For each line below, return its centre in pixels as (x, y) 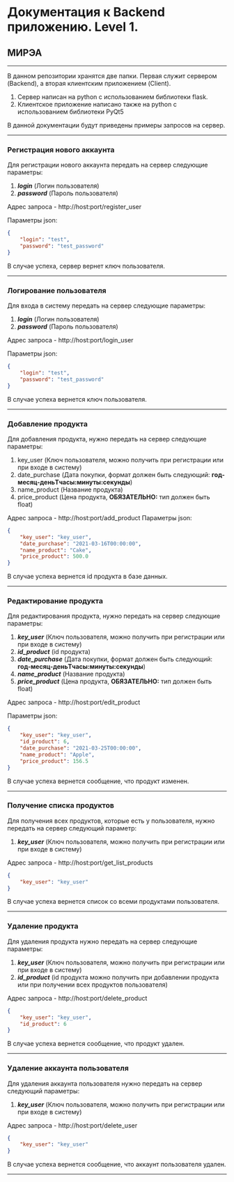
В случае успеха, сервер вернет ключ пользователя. (86, 266)
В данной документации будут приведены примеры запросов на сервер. (116, 125)
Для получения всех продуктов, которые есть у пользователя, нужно (111, 821)
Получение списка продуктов (61, 805)
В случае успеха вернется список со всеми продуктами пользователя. (114, 902)
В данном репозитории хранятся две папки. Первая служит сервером (112, 76)
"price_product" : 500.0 (54, 556)
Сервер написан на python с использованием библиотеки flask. (112, 97)
